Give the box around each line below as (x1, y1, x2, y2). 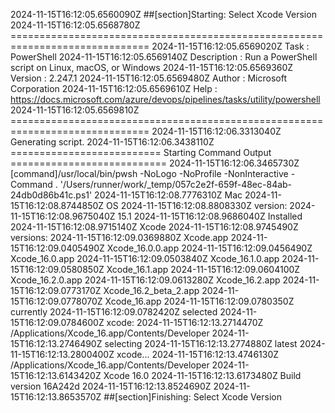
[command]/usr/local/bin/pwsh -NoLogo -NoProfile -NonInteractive (10, 168, 289, 179)
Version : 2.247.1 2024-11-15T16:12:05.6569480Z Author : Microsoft (10, 72, 287, 84)
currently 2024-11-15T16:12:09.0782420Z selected (10, 306, 218, 318)
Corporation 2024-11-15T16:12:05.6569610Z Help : (10, 83, 218, 94)
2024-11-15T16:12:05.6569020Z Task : (151, 40, 310, 52)
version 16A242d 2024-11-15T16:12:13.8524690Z (10, 380, 212, 392)
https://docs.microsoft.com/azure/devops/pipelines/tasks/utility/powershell (10, 94, 321, 105)
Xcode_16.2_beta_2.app (103, 285, 200, 296)
